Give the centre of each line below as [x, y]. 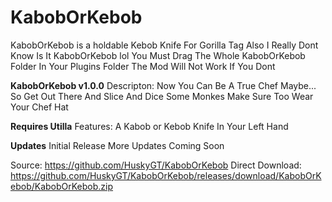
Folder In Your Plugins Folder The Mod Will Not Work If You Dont [143, 66]
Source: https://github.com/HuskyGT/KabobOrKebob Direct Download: [156, 165]
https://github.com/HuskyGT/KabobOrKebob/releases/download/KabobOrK [166, 175]
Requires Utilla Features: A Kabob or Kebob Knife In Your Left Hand [149, 126]
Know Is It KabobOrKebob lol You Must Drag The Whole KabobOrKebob [158, 55]
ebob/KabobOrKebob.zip [62, 186]
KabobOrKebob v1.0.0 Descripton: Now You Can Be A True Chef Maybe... [163, 85]
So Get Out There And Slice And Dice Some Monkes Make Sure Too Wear [162, 96]
